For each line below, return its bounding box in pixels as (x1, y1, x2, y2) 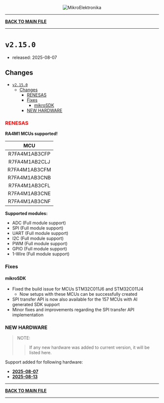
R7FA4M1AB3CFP (8, 151, 51, 157)
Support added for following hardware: (5, 359, 83, 365)
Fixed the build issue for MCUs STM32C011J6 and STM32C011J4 (12, 286, 143, 292)
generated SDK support (12, 302, 60, 307)
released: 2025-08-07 (12, 54, 57, 60)
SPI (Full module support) (12, 225, 63, 231)
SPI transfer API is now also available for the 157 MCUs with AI (12, 296, 138, 302)
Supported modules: (5, 211, 48, 216)
